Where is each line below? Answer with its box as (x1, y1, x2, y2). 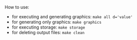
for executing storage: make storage (11, 24, 85, 30)
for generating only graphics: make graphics (11, 19, 102, 25)
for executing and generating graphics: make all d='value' (11, 14, 133, 19)
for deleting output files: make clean (11, 30, 85, 35)
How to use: (4, 4, 29, 10)
